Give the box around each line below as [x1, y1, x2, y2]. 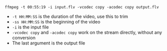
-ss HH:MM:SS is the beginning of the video [12, 19, 101, 24]
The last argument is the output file [12, 40, 86, 46]
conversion [12, 35, 36, 40]
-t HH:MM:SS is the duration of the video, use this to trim [12, 13, 129, 19]
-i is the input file [12, 24, 49, 30]
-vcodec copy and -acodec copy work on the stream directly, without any [12, 29, 162, 35]
